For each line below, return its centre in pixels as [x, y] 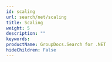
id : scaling [21, 12]
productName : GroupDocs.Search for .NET [56, 45]
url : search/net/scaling [36, 17]
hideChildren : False [31, 50]
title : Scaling [25, 22]
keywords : [18, 39]
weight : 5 [18, 28]
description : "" [26, 34]
